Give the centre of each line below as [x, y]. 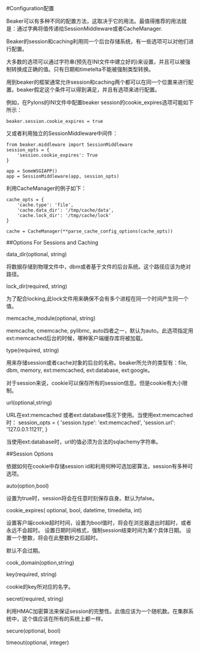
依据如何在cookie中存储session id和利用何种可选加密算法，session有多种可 [100, 466]
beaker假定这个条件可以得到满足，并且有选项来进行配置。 [88, 89]
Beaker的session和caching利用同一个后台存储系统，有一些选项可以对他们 [98, 41]
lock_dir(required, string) [37, 286]
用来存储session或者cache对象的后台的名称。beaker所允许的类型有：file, [97, 362]
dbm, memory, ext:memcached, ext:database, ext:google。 [80, 370]
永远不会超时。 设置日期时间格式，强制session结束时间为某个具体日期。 [95, 530]
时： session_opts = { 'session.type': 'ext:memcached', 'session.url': [91, 422]
